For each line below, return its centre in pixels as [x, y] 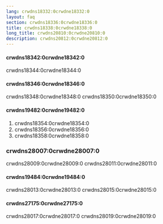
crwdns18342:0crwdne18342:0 [45, 57]
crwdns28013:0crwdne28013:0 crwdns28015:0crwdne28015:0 [81, 190]
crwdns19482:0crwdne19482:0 [45, 110]
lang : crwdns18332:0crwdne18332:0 [48, 11]
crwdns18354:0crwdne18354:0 [52, 123]
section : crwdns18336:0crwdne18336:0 [52, 22]
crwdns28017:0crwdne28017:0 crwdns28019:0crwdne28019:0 [81, 216]
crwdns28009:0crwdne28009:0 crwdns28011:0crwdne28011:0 [81, 163]
